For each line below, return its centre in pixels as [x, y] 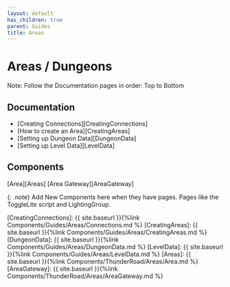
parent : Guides [29, 26]
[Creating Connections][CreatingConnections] [82, 124]
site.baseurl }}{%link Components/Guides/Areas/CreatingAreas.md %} [107, 232]
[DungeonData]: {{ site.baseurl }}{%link [63, 239]
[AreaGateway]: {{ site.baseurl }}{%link [62, 268]
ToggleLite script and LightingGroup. [59, 204]
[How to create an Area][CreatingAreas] [73, 131]
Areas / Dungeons [60, 67]
